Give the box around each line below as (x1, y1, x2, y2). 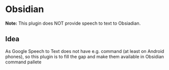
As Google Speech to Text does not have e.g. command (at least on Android (5, 48, 164, 54)
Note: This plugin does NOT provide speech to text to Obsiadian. (5, 20, 141, 26)
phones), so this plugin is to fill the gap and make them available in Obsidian (5, 53, 164, 59)
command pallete (5, 59, 42, 65)
